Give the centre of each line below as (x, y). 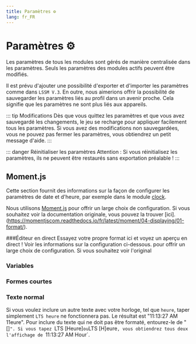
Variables (20, 266)
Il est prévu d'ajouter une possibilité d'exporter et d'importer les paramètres (97, 86)
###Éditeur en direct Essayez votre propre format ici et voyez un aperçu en (97, 238)
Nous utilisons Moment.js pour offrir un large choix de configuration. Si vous (98, 208)
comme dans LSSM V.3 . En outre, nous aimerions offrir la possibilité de (90, 92)
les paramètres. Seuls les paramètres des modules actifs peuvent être (90, 68)
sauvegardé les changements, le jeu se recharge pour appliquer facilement (97, 122)
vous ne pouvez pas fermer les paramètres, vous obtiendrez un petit (89, 135)
